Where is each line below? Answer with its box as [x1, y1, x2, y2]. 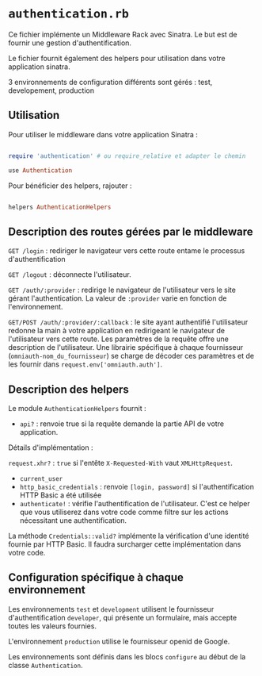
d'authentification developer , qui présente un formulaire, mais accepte [8, 613, 237, 622]
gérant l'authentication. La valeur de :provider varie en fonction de [8, 294, 227, 303]
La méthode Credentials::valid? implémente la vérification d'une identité [8, 531, 249, 540]
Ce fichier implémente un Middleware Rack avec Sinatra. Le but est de [8, 29, 237, 39]
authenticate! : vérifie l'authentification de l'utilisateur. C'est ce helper [19, 499, 251, 508]
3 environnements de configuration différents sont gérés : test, [8, 77, 213, 86]
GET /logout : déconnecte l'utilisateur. [8, 270, 132, 279]
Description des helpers [8, 382, 129, 396]
